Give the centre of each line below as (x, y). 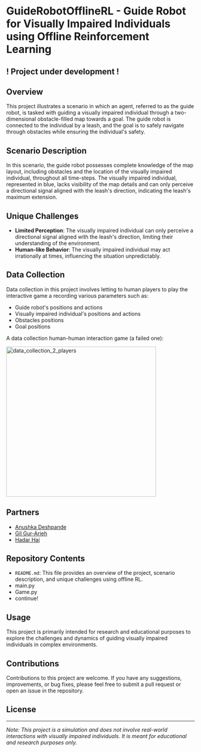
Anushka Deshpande (41, 527)
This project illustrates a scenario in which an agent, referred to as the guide (100, 106)
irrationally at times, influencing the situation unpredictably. (88, 256)
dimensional (21, 119)
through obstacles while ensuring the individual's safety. (76, 132)
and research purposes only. (42, 742)
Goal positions (33, 326)
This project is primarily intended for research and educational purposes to (99, 632)
